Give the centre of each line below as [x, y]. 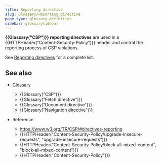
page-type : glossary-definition [38, 19]
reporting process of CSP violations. [42, 48]
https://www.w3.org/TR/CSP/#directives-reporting [71, 129]
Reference [23, 120]
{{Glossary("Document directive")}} [56, 105]
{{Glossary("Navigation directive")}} [56, 110]
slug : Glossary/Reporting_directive [43, 14]
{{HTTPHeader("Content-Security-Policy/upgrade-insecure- [81, 134]
